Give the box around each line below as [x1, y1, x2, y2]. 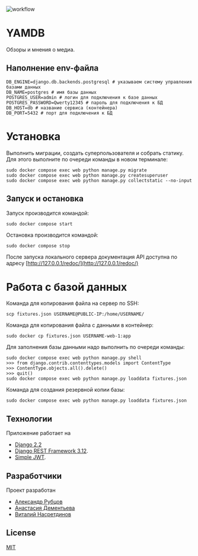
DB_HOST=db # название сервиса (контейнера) [6, 104, 118, 111]
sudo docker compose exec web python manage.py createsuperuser [6, 172, 168, 178]
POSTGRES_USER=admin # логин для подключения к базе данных [6, 94, 158, 100]
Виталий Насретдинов [14, 511, 71, 518]
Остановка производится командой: [6, 231, 99, 239]
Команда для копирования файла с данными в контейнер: [6, 322, 154, 329]
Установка [6, 129, 61, 143]
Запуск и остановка [6, 193, 84, 204]
